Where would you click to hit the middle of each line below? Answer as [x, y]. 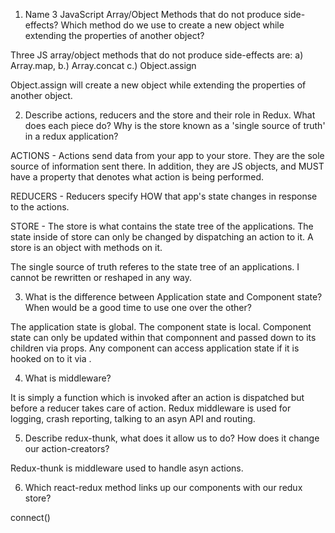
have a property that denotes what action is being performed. [137, 177]
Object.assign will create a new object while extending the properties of [158, 85]
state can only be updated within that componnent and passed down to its [163, 337]
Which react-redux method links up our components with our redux [163, 487]
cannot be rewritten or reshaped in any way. [101, 277]
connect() [30, 517]
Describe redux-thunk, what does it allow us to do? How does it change [172, 438]
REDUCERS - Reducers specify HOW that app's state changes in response [164, 196]
